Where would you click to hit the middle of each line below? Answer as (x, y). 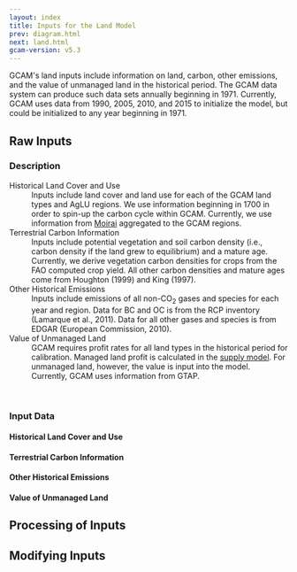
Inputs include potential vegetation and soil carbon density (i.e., (147, 242)
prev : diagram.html (45, 34)
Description (35, 166)
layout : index (35, 17)
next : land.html (39, 42)
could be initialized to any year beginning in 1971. (98, 113)
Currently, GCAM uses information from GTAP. (116, 375)
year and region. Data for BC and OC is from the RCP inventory (146, 310)
